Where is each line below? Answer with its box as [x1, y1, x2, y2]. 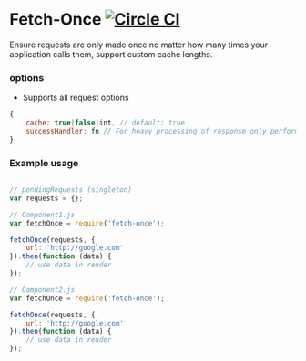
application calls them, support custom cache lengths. [9, 48, 213, 59]
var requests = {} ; [9, 194, 84, 203]
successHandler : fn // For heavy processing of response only [25, 126, 267, 135]
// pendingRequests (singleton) [9, 186, 132, 195]
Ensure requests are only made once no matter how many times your [9, 39, 269, 50]
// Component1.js [9, 210, 76, 219]
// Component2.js [9, 285, 76, 295]
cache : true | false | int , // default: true [25, 118, 185, 127]
